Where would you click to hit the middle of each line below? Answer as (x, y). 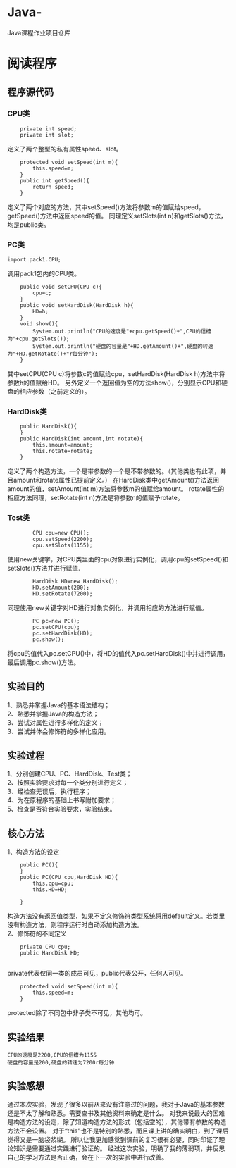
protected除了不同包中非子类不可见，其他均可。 (77, 1013)
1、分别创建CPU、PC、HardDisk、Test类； (70, 774)
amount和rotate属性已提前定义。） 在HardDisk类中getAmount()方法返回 (116, 480)
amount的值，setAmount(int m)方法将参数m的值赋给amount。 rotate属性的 (116, 489)
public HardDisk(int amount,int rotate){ (81, 439)
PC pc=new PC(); (56, 621)
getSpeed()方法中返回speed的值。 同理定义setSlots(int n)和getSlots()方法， (117, 216)
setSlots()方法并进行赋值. (44, 568)
